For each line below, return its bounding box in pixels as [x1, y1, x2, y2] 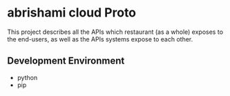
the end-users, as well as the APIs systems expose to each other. [7, 35, 193, 43]
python [17, 73, 38, 81]
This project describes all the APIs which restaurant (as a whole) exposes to [7, 28, 223, 36]
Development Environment [7, 55, 125, 67]
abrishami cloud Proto [7, 5, 137, 21]
